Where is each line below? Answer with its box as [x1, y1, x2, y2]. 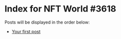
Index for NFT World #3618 [4, 3, 117, 14]
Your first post [11, 28, 41, 34]
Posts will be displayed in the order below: [4, 19, 90, 25]
